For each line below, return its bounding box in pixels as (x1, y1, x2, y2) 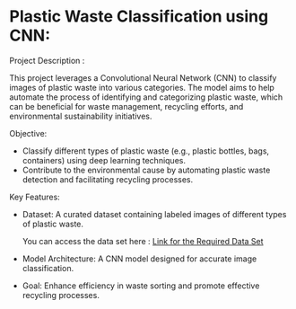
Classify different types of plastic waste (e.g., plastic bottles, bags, (22, 146, 270, 156)
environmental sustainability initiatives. (9, 110, 152, 121)
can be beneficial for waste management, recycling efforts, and (9, 101, 244, 111)
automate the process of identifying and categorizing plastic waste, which (9, 92, 283, 102)
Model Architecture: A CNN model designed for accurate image (22, 253, 257, 264)
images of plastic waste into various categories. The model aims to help (9, 82, 275, 93)
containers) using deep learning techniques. (22, 154, 187, 165)
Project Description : (9, 55, 85, 66)
